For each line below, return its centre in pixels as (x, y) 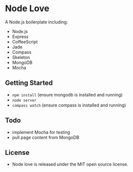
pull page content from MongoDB (46, 137)
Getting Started (29, 83)
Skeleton (21, 57)
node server (24, 100)
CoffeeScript (25, 41)
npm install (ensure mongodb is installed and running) (67, 95)
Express (20, 37)
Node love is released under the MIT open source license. (70, 164)
